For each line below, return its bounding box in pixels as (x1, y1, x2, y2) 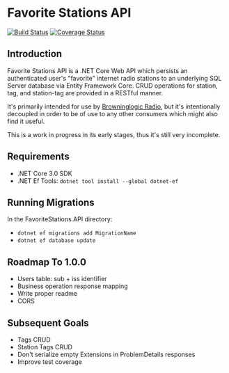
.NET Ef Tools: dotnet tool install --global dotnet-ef (17, 176, 179, 185)
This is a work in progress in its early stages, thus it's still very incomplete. (7, 130, 221, 138)
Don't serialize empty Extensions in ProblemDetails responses (17, 350, 196, 358)
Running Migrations (7, 196, 95, 208)
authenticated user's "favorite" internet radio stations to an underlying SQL (7, 74, 222, 82)
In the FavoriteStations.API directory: (7, 215, 113, 223)
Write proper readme (17, 289, 78, 298)
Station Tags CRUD (17, 343, 73, 351)
